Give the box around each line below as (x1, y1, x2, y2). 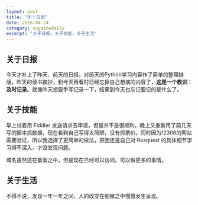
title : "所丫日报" (6, 14, 48, 20)
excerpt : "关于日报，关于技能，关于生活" (6, 31, 98, 37)
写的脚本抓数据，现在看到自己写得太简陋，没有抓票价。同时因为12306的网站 (6, 129, 192, 136)
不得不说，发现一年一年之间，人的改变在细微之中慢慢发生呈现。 (6, 192, 161, 199)
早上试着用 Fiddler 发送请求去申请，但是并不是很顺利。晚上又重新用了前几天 (6, 121, 192, 129)
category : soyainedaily (6, 25, 65, 31)
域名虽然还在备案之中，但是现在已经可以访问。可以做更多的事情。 (6, 156, 167, 164)
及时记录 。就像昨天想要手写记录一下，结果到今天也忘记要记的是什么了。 (6, 85, 182, 92)
